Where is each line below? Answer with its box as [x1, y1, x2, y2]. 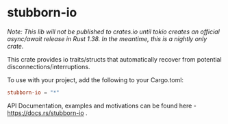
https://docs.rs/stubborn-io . [7, 108, 88, 117]
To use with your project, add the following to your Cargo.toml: [7, 75, 183, 84]
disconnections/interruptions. [7, 62, 90, 71]
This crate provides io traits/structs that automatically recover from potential [7, 55, 222, 63]
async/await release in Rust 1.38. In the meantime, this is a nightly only [7, 34, 207, 42]
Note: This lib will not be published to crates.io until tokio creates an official [7, 27, 220, 36]
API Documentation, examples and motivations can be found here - [7, 101, 197, 110]
